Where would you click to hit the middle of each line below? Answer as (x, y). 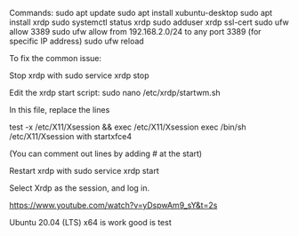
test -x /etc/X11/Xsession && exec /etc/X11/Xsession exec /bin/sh (128, 127)
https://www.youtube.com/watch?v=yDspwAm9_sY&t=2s (113, 205)
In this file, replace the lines (60, 110)
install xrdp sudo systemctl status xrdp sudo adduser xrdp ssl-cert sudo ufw (149, 22)
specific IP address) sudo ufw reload (77, 41)
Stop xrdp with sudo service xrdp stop (79, 75)
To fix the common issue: (56, 58)
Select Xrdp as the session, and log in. (80, 188)
